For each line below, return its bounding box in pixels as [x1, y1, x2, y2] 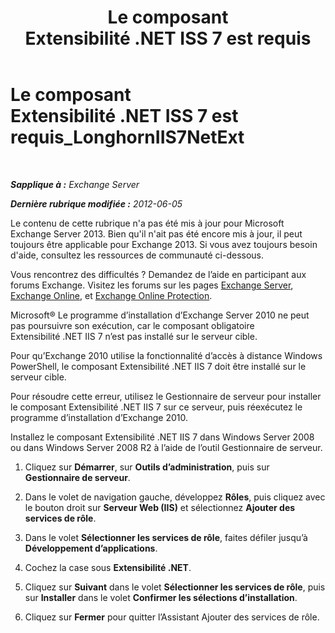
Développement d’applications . [24, 542, 158, 554]
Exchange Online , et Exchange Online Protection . [10, 289, 213, 301]
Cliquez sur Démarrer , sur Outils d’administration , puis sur [24, 461, 270, 473]
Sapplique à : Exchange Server [10, 178, 140, 190]
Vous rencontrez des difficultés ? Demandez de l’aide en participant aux [10, 268, 307, 280]
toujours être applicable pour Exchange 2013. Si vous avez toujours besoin [10, 238, 318, 250]
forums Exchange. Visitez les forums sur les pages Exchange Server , [10, 279, 294, 291]
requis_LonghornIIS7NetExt [10, 126, 245, 149]
